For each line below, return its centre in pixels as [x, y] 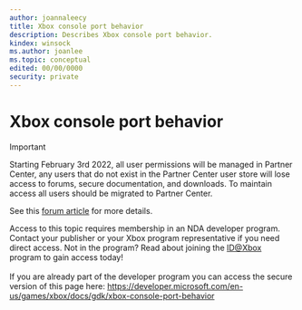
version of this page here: [58, 286]
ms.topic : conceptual [50, 60]
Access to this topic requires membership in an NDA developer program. [145, 228]
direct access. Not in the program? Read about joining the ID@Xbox [136, 247]
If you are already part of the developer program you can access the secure [151, 276]
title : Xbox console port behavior [77, 26]
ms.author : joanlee [46, 52]
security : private [44, 77]
